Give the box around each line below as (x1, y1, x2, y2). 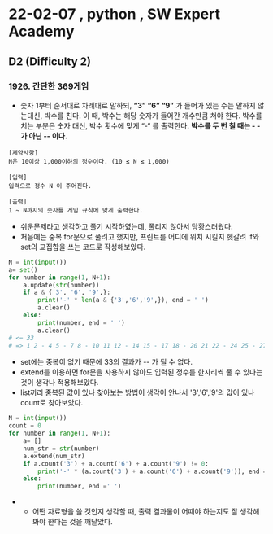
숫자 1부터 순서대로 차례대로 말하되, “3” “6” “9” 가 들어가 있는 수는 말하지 (19, 100, 256, 110)
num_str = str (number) (23, 444, 100, 453)
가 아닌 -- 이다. (19, 131, 67, 141)
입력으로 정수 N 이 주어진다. (8, 182, 92, 190)
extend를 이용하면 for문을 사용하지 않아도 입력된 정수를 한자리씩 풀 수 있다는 (19, 367, 263, 377)
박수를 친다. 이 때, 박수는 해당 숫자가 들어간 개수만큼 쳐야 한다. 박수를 (44, 111, 262, 120)
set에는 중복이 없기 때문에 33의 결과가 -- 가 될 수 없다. (19, 357, 193, 367)
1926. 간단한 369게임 (8, 81, 89, 92)
